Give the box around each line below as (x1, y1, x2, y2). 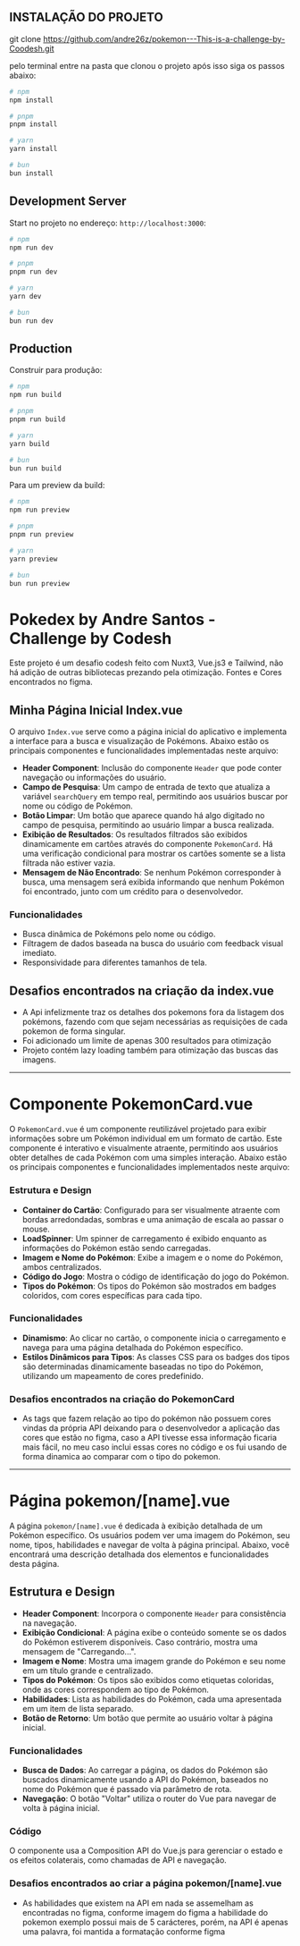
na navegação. (21, 1617, 78, 1629)
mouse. (21, 1223, 51, 1234)
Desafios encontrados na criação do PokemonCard (9, 1392, 235, 1405)
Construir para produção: (9, 365, 103, 376)
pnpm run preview (9, 530, 74, 539)
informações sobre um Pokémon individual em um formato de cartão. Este (9, 1133, 283, 1144)
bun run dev (9, 316, 54, 326)
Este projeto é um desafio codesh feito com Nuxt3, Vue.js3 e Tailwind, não (9, 657, 284, 668)
